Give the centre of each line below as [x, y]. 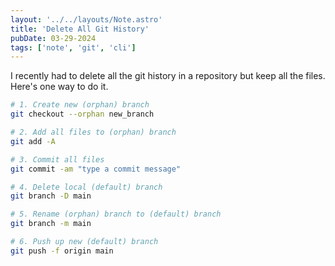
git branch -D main [51, 196]
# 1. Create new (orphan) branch [80, 105]
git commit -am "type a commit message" [96, 169]
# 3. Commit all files [57, 159]
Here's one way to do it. [59, 87]
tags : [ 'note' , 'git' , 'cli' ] [73, 47]
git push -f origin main [62, 251]
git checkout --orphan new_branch [82, 114]
